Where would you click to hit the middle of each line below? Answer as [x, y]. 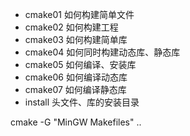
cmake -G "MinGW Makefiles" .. [76, 122]
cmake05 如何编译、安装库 [80, 64]
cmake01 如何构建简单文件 [79, 14]
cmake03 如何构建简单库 [76, 39]
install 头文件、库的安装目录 [82, 102]
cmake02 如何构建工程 [71, 27]
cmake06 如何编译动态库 [76, 77]
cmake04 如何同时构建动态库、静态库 [102, 52]
